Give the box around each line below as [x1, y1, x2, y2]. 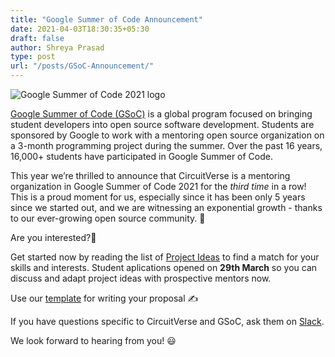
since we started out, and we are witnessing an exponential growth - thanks [10, 202, 323, 213]
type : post [10, 52, 56, 62]
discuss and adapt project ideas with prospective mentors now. [10, 272, 272, 284]
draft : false [10, 33, 65, 43]
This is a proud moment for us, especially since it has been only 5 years [10, 191, 306, 203]
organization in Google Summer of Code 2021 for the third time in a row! [10, 181, 307, 192]
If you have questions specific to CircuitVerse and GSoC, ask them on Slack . [10, 316, 325, 327]
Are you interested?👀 [10, 232, 97, 243]
